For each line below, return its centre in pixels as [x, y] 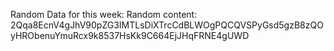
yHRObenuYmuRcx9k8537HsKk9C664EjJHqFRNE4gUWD [130, 35]
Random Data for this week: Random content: [104, 14]
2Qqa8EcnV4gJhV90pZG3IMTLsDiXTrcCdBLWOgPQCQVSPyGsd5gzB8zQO [167, 25]
